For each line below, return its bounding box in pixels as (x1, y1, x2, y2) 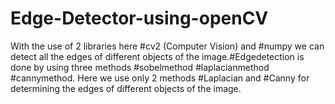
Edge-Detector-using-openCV (10, 7, 269, 30)
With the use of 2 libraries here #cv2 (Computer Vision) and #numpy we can (10, 40, 325, 52)
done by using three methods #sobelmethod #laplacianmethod (10, 61, 270, 73)
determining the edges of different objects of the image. (10, 82, 242, 94)
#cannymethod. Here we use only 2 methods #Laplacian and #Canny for (10, 72, 310, 84)
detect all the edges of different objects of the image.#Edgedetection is (10, 50, 305, 62)
